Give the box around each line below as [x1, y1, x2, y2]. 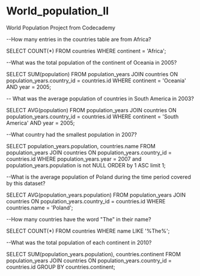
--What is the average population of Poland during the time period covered [6, 173, 191, 181]
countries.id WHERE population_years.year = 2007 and [6, 155, 142, 163]
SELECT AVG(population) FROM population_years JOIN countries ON [6, 106, 177, 113]
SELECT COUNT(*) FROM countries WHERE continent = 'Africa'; [6, 47, 166, 55]
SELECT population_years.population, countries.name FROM [6, 142, 156, 149]
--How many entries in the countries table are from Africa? [6, 35, 151, 43]
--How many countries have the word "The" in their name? [6, 215, 151, 223]
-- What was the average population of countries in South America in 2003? [6, 95, 194, 102]
